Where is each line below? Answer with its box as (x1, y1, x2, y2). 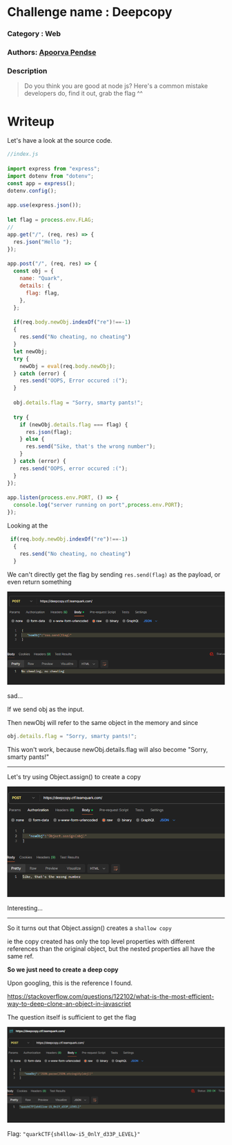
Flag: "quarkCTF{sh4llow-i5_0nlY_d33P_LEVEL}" (7, 1130, 141, 1138)
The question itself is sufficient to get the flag (7, 1013, 137, 1021)
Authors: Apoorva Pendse (7, 48, 97, 58)
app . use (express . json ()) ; (7, 202, 81, 209)
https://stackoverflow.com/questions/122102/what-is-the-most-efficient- (7, 992, 215, 1000)
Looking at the (7, 521, 48, 530)
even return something (7, 577, 72, 586)
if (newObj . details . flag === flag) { (19, 421, 128, 428)
